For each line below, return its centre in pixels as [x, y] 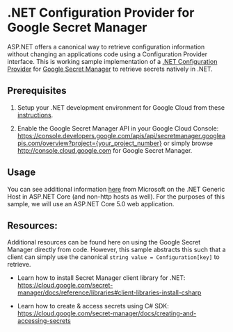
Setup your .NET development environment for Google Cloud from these [121, 107]
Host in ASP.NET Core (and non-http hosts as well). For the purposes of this [116, 197]
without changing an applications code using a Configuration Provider [107, 54]
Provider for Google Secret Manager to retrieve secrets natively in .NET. [110, 69]
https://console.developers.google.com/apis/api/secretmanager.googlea [121, 135]
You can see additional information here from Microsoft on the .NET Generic [116, 189]
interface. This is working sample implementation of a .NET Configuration [112, 61]
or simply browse [188, 143]
